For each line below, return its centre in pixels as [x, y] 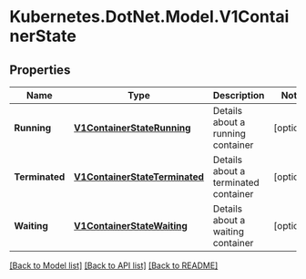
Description [239, 95]
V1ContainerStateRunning [133, 128]
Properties [40, 70]
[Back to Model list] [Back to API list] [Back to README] [114, 265]
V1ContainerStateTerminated [139, 177]
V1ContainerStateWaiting [131, 226]
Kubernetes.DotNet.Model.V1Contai [149, 17]
